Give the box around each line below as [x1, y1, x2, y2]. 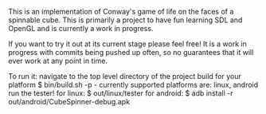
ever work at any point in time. [8, 56, 108, 65]
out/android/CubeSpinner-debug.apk [8, 97, 130, 106]
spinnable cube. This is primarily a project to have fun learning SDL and [8, 15, 243, 25]
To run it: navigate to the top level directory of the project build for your [8, 72, 241, 81]
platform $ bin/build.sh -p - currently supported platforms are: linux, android [8, 80, 259, 89]
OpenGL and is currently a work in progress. [8, 24, 154, 33]
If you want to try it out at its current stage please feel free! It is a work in [8, 39, 247, 49]
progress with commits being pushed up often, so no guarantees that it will [8, 48, 254, 57]
